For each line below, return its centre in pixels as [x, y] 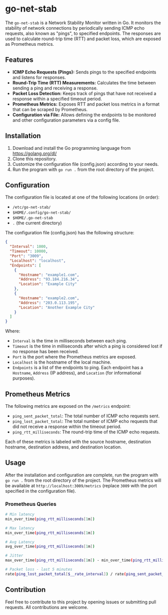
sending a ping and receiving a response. [55, 88]
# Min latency [20, 514]
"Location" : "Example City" [48, 284]
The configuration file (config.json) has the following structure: [70, 233]
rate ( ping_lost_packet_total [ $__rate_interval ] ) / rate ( [66, 574]
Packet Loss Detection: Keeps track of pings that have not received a [84, 93]
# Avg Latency [20, 542]
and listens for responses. [39, 77]
